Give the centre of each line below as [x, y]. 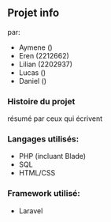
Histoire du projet [41, 101]
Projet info [33, 13]
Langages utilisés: [43, 139]
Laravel [31, 211]
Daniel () [33, 81]
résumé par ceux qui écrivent [55, 119]
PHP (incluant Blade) [52, 156]
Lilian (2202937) [45, 64]
